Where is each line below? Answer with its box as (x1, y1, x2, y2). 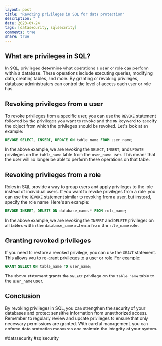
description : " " (5, 16, 40, 21)
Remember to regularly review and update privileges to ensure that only (5, 315, 148, 321)
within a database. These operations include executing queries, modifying (5, 70, 153, 76)
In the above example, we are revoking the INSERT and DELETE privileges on (5, 217, 154, 224)
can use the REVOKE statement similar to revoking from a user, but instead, (5, 194, 152, 200)
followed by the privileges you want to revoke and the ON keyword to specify (5, 118, 157, 124)
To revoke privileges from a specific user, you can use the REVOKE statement (5, 113, 156, 119)
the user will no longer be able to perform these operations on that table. (5, 156, 150, 163)
